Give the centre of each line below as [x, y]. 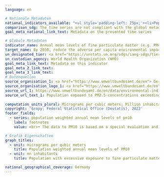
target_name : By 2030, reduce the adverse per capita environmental [76, 50]
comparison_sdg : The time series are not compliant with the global [76, 27]
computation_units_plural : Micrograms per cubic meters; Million [73, 104]
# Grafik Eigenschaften [29, 136]
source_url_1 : [20, 91]
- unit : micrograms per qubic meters [48, 145]
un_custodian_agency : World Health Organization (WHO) [62, 59]
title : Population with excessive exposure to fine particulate [81, 158]
